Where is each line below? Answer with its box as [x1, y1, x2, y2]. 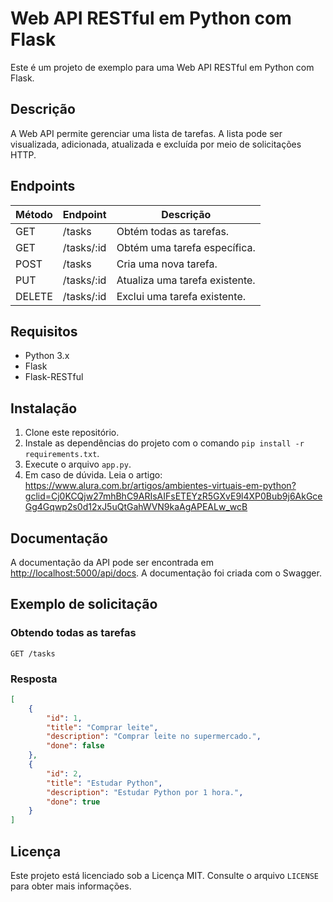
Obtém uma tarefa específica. [116, 240, 256, 254]
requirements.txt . [24, 448, 100, 460]
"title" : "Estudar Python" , [46, 778, 163, 788]
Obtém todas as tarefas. [116, 224, 230, 238]
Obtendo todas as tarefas [10, 626, 137, 640]
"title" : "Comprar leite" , [46, 722, 159, 732]
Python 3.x [24, 350, 70, 362]
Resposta [10, 672, 58, 686]
